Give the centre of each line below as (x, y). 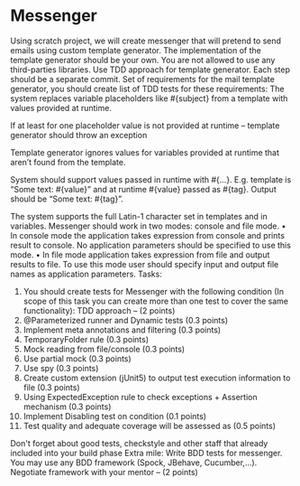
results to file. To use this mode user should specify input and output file (145, 264)
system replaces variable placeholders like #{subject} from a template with (149, 98)
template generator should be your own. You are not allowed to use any (143, 60)
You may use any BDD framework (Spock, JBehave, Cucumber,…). (134, 463)
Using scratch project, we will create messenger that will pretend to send (146, 41)
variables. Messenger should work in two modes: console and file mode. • (148, 226)
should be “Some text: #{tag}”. (67, 199)
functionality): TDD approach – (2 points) (99, 310)
